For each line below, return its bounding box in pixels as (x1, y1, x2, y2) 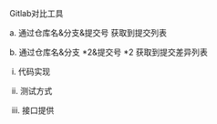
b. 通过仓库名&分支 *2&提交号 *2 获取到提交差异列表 (9, 46, 208, 57)
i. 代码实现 (11, 67, 51, 77)
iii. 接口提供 (11, 105, 55, 116)
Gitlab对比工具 (9, 8, 64, 18)
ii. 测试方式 (11, 86, 53, 96)
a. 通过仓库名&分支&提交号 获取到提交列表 (9, 27, 167, 38)
